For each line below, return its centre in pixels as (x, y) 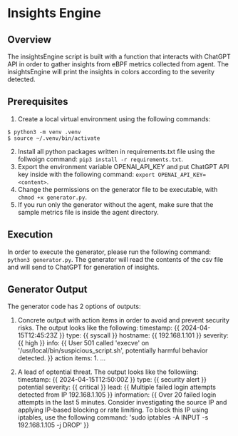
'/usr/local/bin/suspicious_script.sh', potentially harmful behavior (113, 350)
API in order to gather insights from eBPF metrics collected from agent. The (118, 64)
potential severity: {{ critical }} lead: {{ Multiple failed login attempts (117, 387)
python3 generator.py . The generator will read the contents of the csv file (115, 259)
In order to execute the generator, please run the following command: (109, 252)
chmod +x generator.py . (52, 197)
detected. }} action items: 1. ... (61, 358)
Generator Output (47, 289)
